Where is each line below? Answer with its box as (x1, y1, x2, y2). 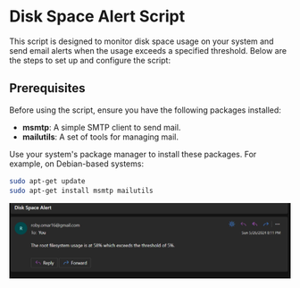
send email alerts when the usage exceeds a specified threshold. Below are (9, 45, 287, 55)
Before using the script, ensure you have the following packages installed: (9, 105, 281, 115)
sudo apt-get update (9, 176, 87, 185)
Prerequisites (9, 80, 86, 96)
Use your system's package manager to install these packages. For (9, 148, 257, 159)
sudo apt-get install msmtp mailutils (9, 186, 154, 195)
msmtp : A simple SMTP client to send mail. (21, 122, 181, 132)
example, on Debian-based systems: (9, 158, 145, 169)
